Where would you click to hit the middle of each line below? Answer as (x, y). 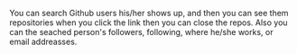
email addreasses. (43, 41)
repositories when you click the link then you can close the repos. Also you (148, 22)
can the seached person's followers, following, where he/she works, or (141, 32)
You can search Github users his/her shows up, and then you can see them (149, 13)
